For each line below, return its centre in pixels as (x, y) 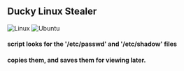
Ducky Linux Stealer (52, 11)
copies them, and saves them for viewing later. (77, 60)
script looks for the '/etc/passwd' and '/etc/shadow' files (92, 44)
